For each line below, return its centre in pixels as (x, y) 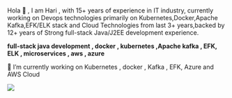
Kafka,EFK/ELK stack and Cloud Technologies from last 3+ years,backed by (116, 25)
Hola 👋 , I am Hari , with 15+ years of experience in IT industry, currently (110, 10)
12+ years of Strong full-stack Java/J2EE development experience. (103, 32)
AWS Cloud (24, 74)
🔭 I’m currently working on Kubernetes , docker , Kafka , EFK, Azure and (111, 67)
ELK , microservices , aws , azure (56, 53)
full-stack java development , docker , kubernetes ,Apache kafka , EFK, (112, 46)
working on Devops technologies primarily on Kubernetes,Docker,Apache (113, 17)
